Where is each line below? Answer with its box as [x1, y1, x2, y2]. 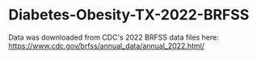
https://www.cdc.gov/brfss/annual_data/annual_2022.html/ [8, 40, 204, 50]
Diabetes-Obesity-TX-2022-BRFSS [8, 6, 250, 24]
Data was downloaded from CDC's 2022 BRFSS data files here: [8, 32, 220, 42]
